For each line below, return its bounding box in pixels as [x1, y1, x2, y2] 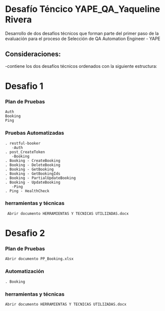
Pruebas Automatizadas [5, 130, 65, 137]
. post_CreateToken [5, 150, 45, 155]
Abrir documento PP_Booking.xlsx [5, 257, 74, 261]
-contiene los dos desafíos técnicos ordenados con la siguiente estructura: [5, 63, 158, 69]
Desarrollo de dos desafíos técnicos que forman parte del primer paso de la [5, 30, 159, 36]
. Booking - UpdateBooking [5, 180, 61, 185]
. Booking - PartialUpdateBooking [5, 175, 76, 180]
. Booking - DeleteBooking [5, 162, 61, 167]
